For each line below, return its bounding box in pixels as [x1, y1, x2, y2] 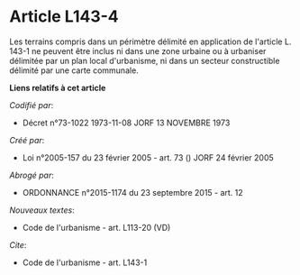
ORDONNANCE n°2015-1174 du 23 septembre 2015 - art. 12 [22, 187, 243, 197]
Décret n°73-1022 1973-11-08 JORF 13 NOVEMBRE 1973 [22, 117, 231, 128]
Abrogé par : [9, 170, 54, 180]
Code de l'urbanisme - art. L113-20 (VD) [22, 222, 171, 233]
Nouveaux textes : [9, 205, 75, 215]
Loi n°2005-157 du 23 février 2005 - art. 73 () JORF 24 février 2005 [22, 151, 275, 163]
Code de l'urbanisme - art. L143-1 [22, 257, 148, 268]
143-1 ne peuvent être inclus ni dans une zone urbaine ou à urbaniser [9, 45, 267, 56]
